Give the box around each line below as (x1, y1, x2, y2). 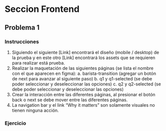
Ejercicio (4, 120, 26, 127)
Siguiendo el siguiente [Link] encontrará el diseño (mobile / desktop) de (11, 49, 160, 55)
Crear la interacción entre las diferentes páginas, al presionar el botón (11, 91, 156, 97)
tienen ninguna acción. (11, 107, 59, 113)
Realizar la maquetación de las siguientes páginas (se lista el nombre (11, 65, 154, 71)
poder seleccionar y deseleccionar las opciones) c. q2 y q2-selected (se (11, 81, 162, 87)
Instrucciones (4, 38, 39, 45)
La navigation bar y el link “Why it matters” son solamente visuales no (11, 102, 155, 108)
